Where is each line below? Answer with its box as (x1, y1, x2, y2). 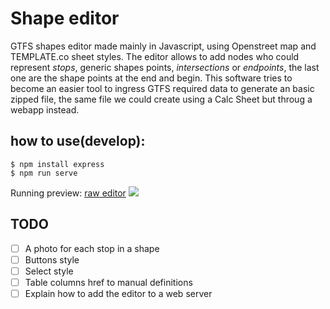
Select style (24, 265, 74, 277)
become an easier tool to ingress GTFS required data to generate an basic (10, 82, 315, 94)
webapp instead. (10, 103, 80, 116)
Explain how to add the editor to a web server (24, 287, 213, 299)
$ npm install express (10, 159, 105, 169)
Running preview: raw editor (10, 187, 127, 199)
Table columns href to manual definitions (24, 276, 193, 288)
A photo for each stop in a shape (24, 242, 160, 254)
